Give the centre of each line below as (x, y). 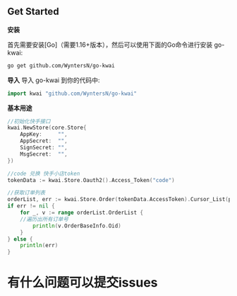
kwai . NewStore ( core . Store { (47, 128)
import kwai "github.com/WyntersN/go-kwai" (72, 93)
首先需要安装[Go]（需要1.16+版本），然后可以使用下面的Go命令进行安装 (110, 45)
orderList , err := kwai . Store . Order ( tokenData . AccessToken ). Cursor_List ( (118, 200)
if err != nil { (31, 206)
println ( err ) (39, 246)
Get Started (33, 12)
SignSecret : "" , (44, 148)
